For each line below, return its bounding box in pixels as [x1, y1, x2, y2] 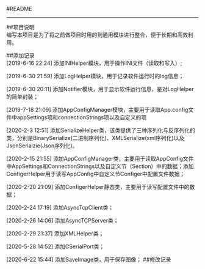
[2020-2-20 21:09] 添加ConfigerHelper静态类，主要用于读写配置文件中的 [6, 183, 190, 190]
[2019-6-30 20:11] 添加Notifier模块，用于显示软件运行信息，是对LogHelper [6, 86, 194, 92]
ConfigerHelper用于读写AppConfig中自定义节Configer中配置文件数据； [6, 171, 185, 177]
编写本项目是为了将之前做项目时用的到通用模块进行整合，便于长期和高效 [6, 31, 188, 39]
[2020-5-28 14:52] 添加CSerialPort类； [6, 243, 105, 250]
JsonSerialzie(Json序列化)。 [6, 142, 78, 149]
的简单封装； [6, 93, 38, 100]
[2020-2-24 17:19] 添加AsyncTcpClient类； [6, 204, 114, 211]
